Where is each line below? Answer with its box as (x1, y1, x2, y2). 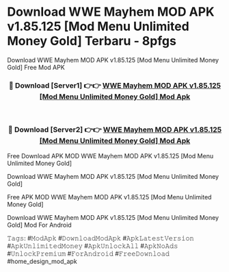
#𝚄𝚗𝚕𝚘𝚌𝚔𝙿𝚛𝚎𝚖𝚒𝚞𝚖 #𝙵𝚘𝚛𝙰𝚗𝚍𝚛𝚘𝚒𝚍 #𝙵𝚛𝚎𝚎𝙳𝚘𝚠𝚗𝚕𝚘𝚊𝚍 (7, 249, 170, 258)
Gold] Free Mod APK (7, 63, 65, 71)
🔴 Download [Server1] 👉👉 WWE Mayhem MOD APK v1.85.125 (8, 80, 221, 90)
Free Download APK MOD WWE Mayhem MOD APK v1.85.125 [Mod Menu (7, 151, 214, 160)
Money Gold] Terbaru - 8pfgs (7, 34, 176, 49)
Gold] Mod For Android (7, 221, 72, 229)
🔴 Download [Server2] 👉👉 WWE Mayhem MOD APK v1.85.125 (8, 125, 222, 134)
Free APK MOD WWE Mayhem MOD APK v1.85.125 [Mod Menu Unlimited (7, 193, 212, 201)
